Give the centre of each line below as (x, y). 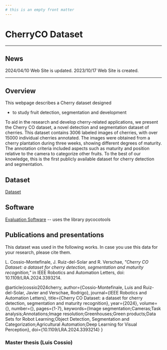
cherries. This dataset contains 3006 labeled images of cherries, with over (82, 133)
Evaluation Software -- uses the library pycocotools (58, 219)
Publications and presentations (55, 235)
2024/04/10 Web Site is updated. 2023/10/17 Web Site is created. (72, 70)
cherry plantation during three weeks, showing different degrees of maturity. (83, 143)
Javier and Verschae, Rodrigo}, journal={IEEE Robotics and (86, 292)
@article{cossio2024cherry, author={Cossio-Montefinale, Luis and (74, 287)
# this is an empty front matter (40, 10)
